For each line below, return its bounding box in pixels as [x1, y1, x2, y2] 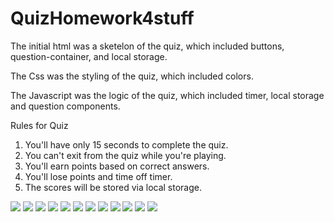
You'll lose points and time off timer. [24, 170, 173, 182]
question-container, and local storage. [10, 50, 168, 62]
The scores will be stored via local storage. [24, 181, 203, 193]
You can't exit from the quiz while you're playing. [24, 149, 227, 161]
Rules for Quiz [10, 119, 69, 131]
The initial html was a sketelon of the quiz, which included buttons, [10, 40, 285, 52]
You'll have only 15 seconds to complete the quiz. [24, 138, 229, 151]
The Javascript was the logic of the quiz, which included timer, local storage [10, 89, 325, 101]
